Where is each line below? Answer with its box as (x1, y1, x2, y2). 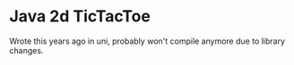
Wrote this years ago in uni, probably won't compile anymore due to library (9, 36, 285, 46)
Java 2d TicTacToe (9, 6, 151, 27)
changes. (9, 45, 44, 55)
